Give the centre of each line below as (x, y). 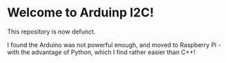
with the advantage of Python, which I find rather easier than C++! (101, 52)
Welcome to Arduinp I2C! (80, 13)
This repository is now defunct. (51, 32)
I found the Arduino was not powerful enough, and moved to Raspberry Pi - (114, 45)
